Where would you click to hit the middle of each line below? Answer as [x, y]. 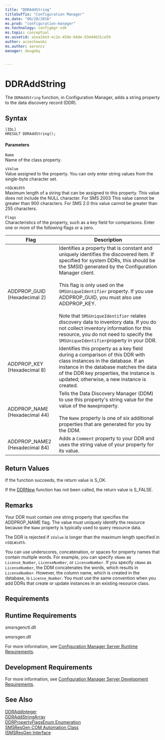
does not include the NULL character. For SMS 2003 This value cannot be [80, 198]
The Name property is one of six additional [106, 418]
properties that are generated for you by [105, 424]
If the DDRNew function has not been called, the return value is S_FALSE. [79, 490]
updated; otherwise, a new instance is [102, 379]
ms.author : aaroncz [25, 46]
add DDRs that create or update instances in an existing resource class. [77, 583]
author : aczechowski [26, 42]
